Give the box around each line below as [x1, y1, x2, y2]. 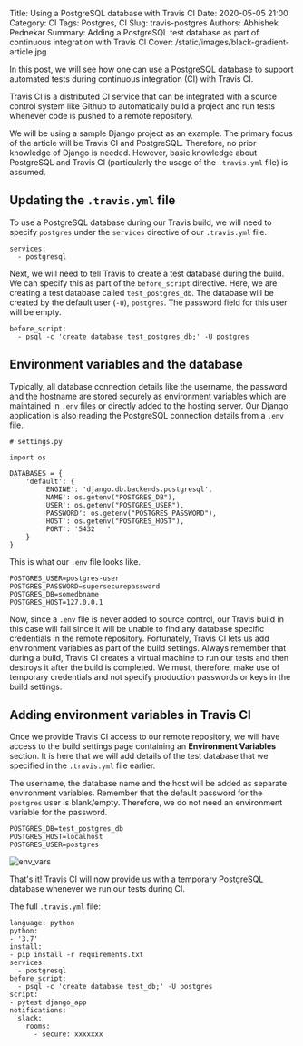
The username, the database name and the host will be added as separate [9, 778, 288, 789]
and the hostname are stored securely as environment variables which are [9, 390, 287, 401]
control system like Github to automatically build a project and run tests [9, 101, 275, 112]
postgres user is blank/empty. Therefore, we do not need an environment [9, 797, 283, 808]
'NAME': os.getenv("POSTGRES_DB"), [42, 492, 177, 502]
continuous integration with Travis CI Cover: [9, 36, 174, 47]
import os [9, 453, 47, 462]
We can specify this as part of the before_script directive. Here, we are [9, 277, 278, 289]
